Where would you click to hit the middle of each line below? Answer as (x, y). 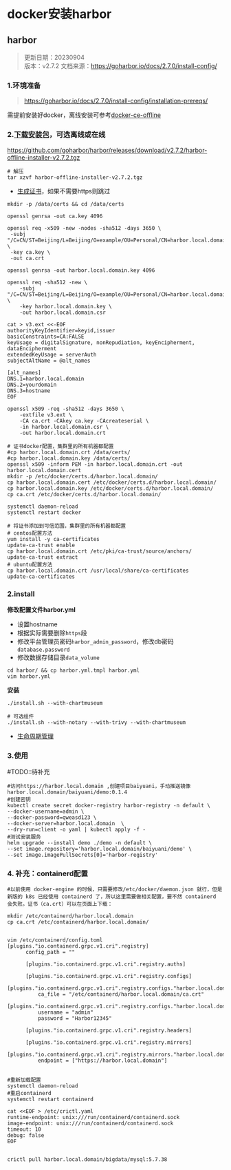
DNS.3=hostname (29, 391)
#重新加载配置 (24, 1080)
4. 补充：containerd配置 (47, 873)
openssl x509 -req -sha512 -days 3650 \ (66, 409)
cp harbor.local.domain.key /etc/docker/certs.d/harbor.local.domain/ (110, 488)
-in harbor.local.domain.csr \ (64, 427)
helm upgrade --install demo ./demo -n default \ (80, 843)
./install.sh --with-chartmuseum (55, 703)
